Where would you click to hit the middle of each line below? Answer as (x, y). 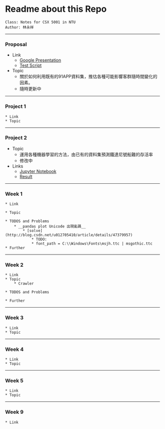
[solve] (35, 231)
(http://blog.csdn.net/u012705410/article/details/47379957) (69, 235)
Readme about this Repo (56, 9)
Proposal (16, 44)
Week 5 (14, 380)
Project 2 (16, 138)
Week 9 (14, 412)
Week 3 (14, 318)
